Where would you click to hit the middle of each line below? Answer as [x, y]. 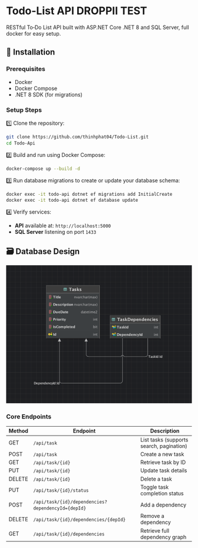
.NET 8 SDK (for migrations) [48, 94]
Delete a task [156, 479]
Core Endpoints [29, 417]
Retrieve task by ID [163, 462]
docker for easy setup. [34, 33]
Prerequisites [26, 69]
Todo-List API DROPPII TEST [77, 11]
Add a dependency [164, 505]
